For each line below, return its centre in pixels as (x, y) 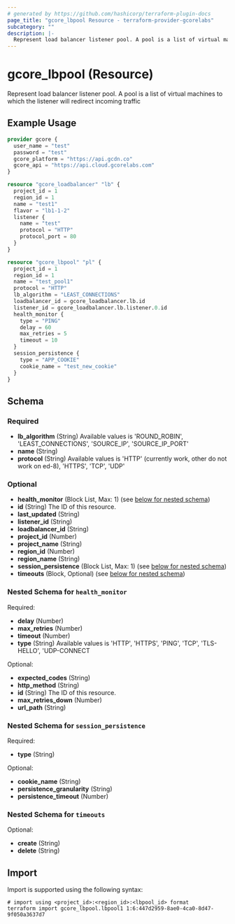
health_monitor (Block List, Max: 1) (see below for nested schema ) (114, 499)
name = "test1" (36, 204)
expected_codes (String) (54, 678)
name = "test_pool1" (43, 282)
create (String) (39, 843)
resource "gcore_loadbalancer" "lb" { (64, 185)
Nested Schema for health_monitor (67, 592)
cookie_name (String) (49, 781)
